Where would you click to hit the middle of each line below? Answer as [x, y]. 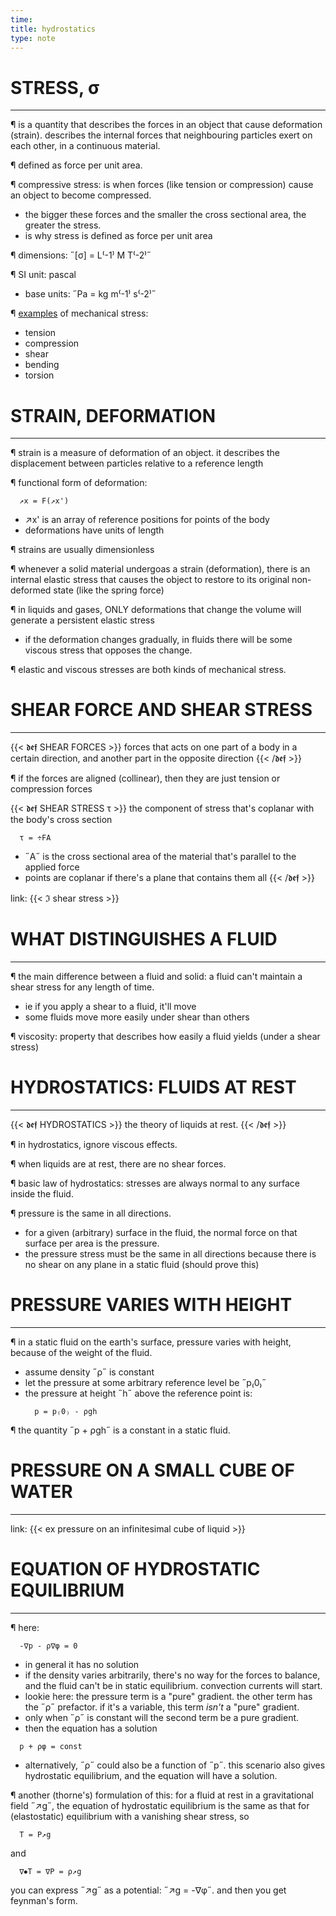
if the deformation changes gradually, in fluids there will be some [158, 640]
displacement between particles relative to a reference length [137, 463]
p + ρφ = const [51, 1746]
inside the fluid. [42, 1194]
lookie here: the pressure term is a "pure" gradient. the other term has [168, 1696]
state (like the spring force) [109, 590]
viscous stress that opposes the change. [108, 650]
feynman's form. [44, 1900]
